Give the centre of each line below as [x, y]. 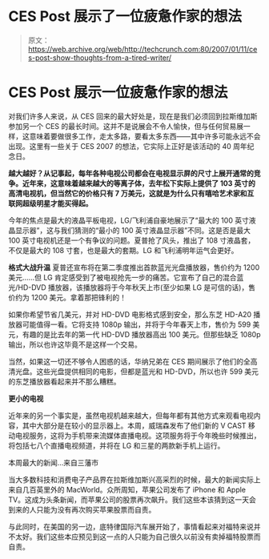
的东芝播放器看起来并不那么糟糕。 [64, 381]
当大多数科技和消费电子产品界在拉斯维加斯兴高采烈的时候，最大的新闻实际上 [134, 479]
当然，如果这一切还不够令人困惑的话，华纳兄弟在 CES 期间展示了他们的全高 [133, 361]
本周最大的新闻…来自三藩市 [54, 462]
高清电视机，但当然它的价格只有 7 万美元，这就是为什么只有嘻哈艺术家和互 [131, 193]
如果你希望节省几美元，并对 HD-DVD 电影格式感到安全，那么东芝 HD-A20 [130, 314]
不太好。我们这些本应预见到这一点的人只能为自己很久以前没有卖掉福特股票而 [134, 537]
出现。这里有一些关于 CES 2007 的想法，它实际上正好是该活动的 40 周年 [128, 146]
